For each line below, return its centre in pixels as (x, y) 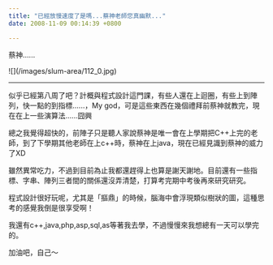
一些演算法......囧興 (61, 115)
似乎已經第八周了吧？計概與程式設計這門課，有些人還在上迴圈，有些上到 (129, 95)
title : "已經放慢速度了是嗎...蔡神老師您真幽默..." (87, 16)
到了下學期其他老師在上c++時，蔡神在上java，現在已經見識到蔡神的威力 (143, 143)
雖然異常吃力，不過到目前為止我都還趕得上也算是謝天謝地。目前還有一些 (129, 170)
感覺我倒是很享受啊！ (58, 207)
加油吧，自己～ (33, 252)
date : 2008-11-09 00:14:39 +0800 (65, 24)
